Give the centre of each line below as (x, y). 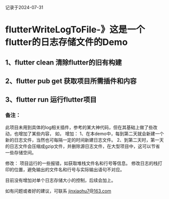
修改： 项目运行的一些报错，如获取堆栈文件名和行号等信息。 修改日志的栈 (81, 163)
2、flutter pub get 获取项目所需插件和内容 (71, 81)
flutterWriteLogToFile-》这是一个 (75, 30)
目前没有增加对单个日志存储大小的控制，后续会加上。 (61, 180)
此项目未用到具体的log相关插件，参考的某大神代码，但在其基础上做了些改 (81, 127)
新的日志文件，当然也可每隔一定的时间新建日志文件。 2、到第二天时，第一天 (84, 140)
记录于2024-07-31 (24, 7)
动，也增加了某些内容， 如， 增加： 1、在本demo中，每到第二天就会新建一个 (84, 134)
